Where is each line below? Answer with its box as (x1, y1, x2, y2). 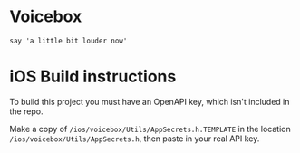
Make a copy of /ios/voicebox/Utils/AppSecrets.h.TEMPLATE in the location (9, 123, 292, 134)
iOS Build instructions (9, 66, 177, 87)
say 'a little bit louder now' (9, 36, 128, 45)
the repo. (9, 106, 44, 117)
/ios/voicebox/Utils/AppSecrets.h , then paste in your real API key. (9, 133, 260, 144)
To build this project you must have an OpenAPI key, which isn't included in (9, 96, 290, 107)
